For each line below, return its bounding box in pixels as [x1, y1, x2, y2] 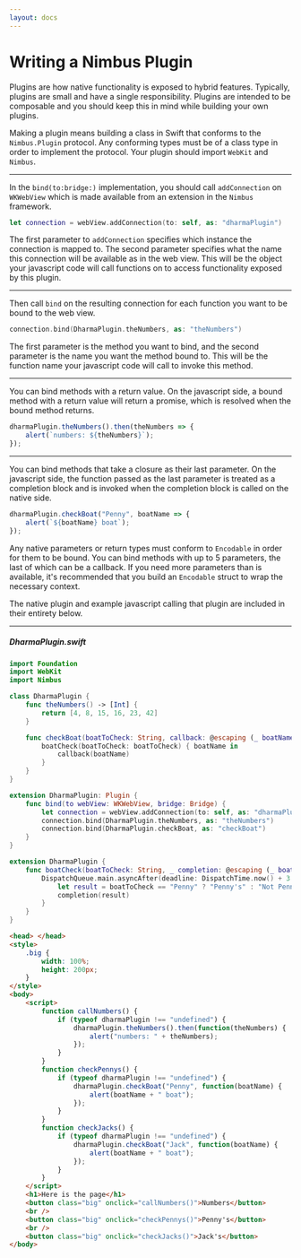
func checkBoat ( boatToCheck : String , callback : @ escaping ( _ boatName [25, 733, 295, 742]
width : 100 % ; [41, 957, 90, 966]
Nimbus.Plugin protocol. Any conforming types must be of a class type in [9, 136, 279, 148]
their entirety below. [9, 607, 83, 619]
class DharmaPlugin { [9, 692, 90, 701]
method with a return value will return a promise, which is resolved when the [9, 395, 292, 406]
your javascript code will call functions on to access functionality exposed [9, 263, 282, 273]
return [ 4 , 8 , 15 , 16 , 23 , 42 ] [41, 708, 159, 717]
